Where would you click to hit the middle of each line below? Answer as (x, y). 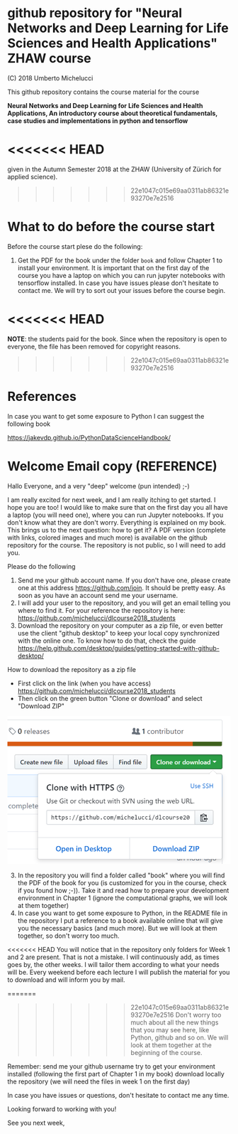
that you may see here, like (170, 1030)
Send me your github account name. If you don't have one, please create (124, 580)
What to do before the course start (111, 227)
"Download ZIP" (41, 706)
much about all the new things (175, 1022)
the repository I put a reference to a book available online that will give (120, 921)
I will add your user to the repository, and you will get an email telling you (124, 603)
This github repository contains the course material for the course (103, 92)
